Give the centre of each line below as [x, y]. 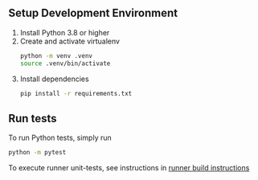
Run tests [33, 119]
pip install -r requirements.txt [76, 93]
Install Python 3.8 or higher [65, 32]
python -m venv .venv [56, 55]
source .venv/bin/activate [65, 63]
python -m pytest [37, 153]
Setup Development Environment [93, 13]
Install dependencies [55, 79]
